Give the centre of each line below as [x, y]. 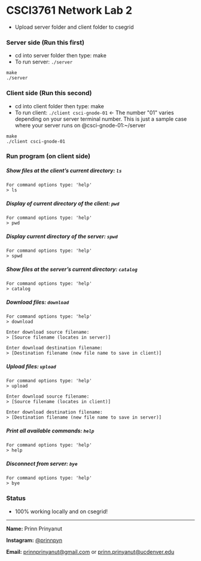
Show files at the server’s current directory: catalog [72, 269]
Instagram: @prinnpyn [34, 540]
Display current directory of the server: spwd [62, 236]
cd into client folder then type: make [60, 106]
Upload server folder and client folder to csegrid [74, 27]
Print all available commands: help [50, 431]
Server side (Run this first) [45, 42]
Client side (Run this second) [49, 93]
